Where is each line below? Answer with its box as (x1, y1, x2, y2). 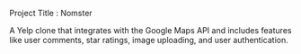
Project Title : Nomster (9, 8, 93, 18)
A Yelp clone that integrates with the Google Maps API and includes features (9, 25, 292, 35)
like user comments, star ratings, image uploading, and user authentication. (9, 35, 289, 45)
